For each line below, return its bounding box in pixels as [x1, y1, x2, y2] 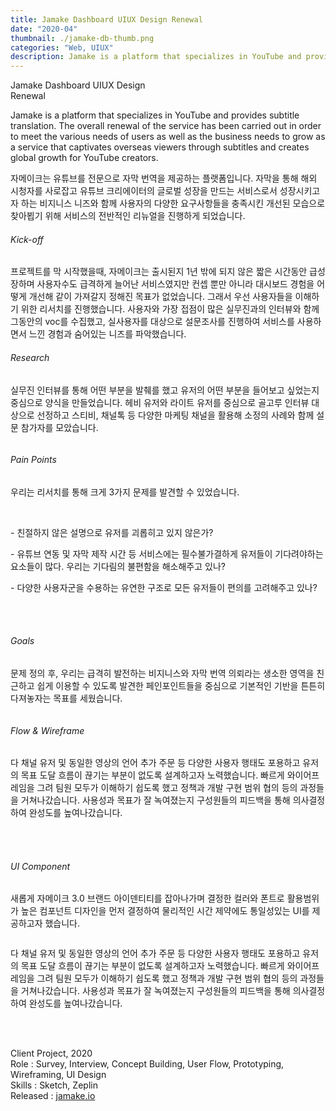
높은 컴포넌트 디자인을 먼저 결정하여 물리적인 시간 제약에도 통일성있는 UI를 [20, 905, 310, 917]
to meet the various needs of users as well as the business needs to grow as [10, 131, 326, 143]
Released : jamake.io [10, 1090, 96, 1102]
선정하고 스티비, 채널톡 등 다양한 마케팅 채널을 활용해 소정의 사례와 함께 [36, 409, 315, 421]
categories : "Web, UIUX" [10, 42, 114, 53]
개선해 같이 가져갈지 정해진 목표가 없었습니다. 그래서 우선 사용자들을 [28, 291, 293, 303]
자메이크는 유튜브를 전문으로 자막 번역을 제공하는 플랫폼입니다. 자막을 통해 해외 [10, 172, 318, 185]
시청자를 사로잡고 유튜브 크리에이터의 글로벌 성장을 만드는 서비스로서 [10, 185, 278, 197]
